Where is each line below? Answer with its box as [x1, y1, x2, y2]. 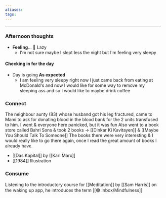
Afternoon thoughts [5, 33, 54, 40]
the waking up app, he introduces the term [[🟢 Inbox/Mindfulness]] [5, 187, 143, 193]
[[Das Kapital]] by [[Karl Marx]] [12, 152, 76, 159]
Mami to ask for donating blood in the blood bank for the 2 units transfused [5, 117, 158, 123]
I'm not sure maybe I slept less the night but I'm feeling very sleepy [19, 49, 157, 55]
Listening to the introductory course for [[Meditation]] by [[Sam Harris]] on [5, 182, 157, 188]
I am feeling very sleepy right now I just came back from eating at [19, 77, 153, 83]
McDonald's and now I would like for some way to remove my [19, 82, 145, 88]
